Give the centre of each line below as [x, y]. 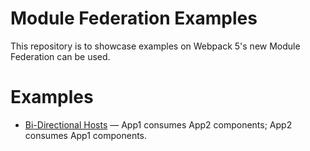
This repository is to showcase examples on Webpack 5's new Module [155, 46]
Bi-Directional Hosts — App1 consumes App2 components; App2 [158, 124]
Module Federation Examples [134, 18]
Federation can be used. [60, 56]
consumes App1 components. [86, 135]
